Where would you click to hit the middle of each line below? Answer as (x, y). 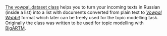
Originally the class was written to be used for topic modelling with (74, 23)
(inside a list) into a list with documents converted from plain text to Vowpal (83, 12)
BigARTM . (16, 28)
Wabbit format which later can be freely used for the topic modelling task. (82, 18)
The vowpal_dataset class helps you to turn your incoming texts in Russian (83, 7)
